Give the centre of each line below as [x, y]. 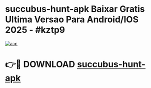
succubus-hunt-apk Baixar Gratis [75, 9]
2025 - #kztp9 [35, 30]
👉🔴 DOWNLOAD [40, 64]
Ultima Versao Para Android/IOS [72, 19]
